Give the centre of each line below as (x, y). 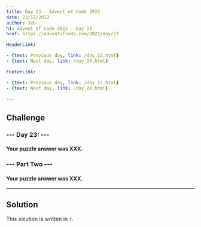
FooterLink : (21, 72)
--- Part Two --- (30, 164)
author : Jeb (21, 23)
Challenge (26, 117)
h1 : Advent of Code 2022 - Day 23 (49, 28)
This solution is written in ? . (40, 219)
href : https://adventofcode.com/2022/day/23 (63, 34)
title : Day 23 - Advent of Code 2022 (53, 12)
